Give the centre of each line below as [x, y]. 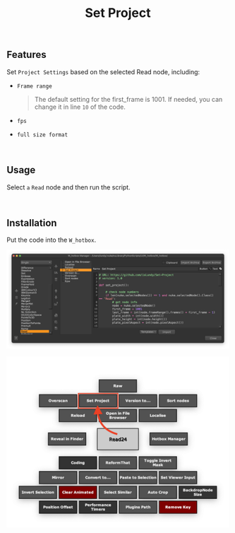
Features [26, 55]
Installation [32, 223]
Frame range [34, 86]
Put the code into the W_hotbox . [52, 240]
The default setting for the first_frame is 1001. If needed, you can [128, 99]
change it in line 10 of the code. [80, 107]
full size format [42, 135]
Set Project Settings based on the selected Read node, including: [103, 71]
